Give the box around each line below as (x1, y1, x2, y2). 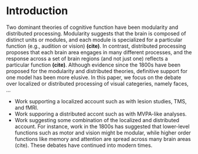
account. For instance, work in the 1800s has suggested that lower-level (14, 123, 190, 130)
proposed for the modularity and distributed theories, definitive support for (6, 67, 187, 74)
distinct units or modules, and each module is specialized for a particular (6, 36, 183, 43)
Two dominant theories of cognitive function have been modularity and (6, 24, 179, 31)
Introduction (6, 4, 68, 18)
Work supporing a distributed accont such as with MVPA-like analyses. (14, 110, 187, 117)
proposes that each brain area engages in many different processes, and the (6, 48, 192, 55)
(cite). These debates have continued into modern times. (14, 142, 153, 149)
